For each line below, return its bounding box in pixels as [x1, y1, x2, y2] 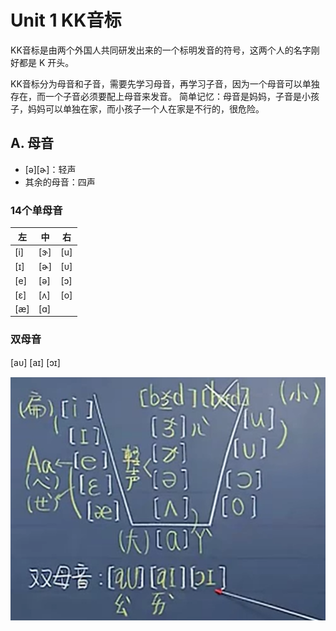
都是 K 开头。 [18, 56, 75, 68]
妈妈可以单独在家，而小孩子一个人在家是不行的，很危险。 [27, 102, 265, 115]
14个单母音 [10, 203, 63, 217]
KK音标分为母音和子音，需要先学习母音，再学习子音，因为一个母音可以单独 [10, 77, 320, 90]
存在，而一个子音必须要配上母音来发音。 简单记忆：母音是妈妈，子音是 [10, 90, 302, 102]
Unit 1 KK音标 [10, 9, 122, 32]
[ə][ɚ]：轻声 [24, 163, 77, 175]
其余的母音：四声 [24, 176, 96, 188]
